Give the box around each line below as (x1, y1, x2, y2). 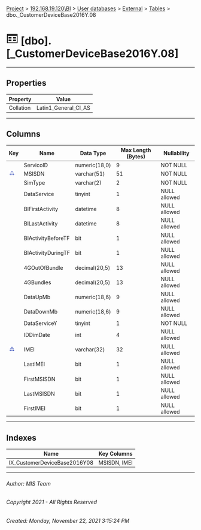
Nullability (163, 150, 190, 157)
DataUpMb (23, 294, 51, 301)
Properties (6, 78, 47, 88)
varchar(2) (75, 179, 102, 186)
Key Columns (98, 450, 133, 457)
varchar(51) (75, 170, 105, 177)
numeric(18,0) (75, 162, 111, 169)
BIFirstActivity (23, 205, 59, 212)
